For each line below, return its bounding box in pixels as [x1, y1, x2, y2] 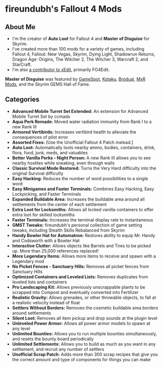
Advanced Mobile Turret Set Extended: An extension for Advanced [12, 108, 148, 114]
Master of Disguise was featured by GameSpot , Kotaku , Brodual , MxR [5, 76, 146, 82]
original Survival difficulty [12, 170, 64, 176]
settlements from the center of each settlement [12, 201, 107, 207]
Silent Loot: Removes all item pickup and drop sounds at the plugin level [12, 315, 158, 321]
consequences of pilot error [12, 134, 68, 140]
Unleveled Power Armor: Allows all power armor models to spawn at [12, 320, 151, 326]
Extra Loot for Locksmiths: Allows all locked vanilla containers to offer [12, 206, 154, 212]
